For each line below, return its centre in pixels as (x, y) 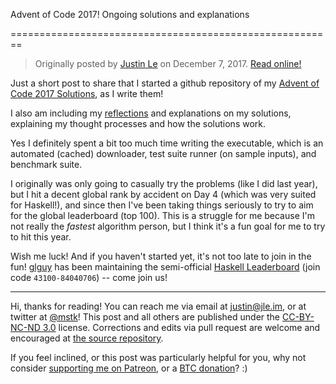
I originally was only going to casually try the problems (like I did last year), (164, 183)
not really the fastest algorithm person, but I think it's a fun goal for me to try (168, 226)
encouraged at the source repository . (87, 338)
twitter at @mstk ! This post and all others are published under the (145, 317)
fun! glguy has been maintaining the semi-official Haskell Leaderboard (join (165, 267)
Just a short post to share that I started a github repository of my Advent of (165, 83)
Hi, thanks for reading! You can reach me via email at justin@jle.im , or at (158, 306)
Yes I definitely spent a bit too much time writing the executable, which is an (167, 143)
